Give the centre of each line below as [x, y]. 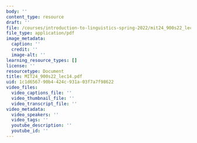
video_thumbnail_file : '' [43, 98]
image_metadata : [26, 39]
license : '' [21, 66]
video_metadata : [26, 109]
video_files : [22, 88]
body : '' [17, 11]
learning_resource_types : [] [42, 60]
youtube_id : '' [30, 131]
